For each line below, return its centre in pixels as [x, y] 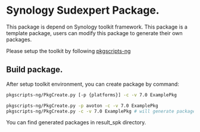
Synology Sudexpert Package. [83, 10]
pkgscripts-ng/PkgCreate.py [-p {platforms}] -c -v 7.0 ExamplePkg [92, 95]
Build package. [35, 70]
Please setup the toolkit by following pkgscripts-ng [68, 51]
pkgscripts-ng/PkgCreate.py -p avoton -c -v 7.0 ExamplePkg [82, 106]
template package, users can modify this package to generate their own [94, 33]
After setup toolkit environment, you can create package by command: [93, 84]
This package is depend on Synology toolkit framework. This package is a [97, 27]
